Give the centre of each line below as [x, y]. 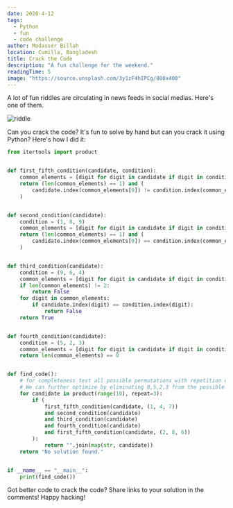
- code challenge [38, 40]
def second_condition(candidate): [57, 215]
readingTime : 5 [29, 71]
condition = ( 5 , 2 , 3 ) [52, 343]
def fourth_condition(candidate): [57, 336]
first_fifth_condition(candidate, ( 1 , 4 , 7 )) [111, 407]
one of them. [25, 105]
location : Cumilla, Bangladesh [52, 53]
